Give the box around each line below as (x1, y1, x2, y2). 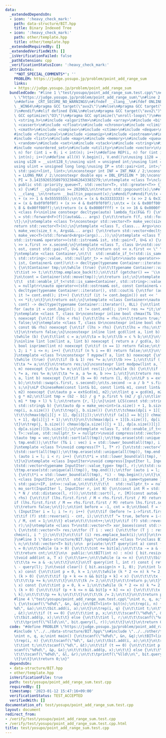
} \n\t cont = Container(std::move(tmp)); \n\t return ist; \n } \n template (14, 274, 161, 279)
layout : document (5, 707, 41, 712)
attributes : (9, 67, 35, 72)
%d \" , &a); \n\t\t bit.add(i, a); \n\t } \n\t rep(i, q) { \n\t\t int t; (14, 606, 152, 611)
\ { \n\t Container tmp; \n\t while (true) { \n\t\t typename (14, 265, 132, 270)
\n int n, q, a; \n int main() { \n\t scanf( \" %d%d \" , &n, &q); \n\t (14, 633, 147, 638)
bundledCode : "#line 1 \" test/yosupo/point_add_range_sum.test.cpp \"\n (9, 90, 161, 95)
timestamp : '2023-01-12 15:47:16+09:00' (9, 689, 94, 694)
